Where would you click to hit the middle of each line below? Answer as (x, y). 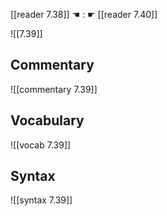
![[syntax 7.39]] (41, 200)
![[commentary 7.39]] (54, 89)
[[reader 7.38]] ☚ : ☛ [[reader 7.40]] (84, 14)
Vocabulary (47, 120)
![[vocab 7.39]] (41, 145)
